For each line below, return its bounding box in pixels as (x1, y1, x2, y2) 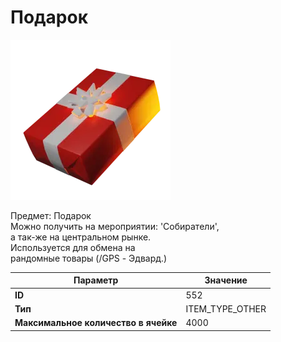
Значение (204, 274, 248, 286)
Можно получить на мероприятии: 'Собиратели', (10, 220, 220, 232)
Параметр (73, 274, 119, 286)
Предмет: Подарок (10, 209, 92, 221)
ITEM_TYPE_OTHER (185, 302, 267, 315)
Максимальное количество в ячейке (14, 317, 178, 329)
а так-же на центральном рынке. (10, 231, 152, 243)
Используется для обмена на (10, 241, 136, 253)
